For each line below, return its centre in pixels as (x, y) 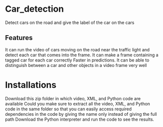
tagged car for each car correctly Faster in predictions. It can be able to (77, 60)
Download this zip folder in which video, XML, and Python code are (73, 98)
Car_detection (35, 9)
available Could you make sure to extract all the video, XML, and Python (78, 104)
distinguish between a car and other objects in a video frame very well (76, 65)
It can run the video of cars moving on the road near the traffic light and (78, 49)
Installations (31, 85)
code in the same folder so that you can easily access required (69, 109)
